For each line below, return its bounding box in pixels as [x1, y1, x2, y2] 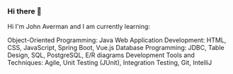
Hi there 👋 [7, 6, 42, 16]
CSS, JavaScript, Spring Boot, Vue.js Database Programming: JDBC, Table [7, 44, 225, 52]
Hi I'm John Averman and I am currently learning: [7, 23, 151, 31]
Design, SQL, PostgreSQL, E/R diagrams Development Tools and [7, 51, 195, 59]
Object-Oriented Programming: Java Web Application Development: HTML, [7, 36, 227, 44]
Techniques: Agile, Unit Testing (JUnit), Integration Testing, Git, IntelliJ [7, 58, 212, 67]
